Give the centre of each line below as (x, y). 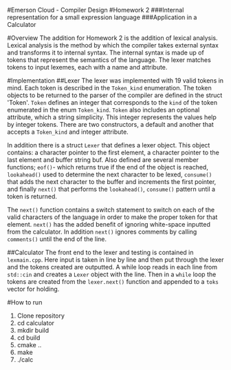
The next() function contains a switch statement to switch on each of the (111, 210)
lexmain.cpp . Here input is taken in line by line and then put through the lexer (115, 260)
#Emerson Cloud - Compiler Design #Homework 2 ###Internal (96, 10)
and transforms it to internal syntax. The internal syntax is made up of (106, 52)
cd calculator (36, 323)
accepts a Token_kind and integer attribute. (68, 132)
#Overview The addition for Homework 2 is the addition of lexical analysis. (112, 38)
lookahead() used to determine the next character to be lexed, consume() (110, 174)
